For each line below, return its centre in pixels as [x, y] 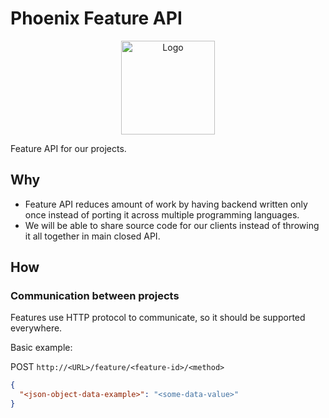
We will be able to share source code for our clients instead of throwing [172, 225]
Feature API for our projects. [68, 148]
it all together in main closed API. [92, 236]
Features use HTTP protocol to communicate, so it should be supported [158, 318]
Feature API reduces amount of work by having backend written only [166, 204]
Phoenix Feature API [96, 18]
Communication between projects [95, 296]
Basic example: [41, 348]
